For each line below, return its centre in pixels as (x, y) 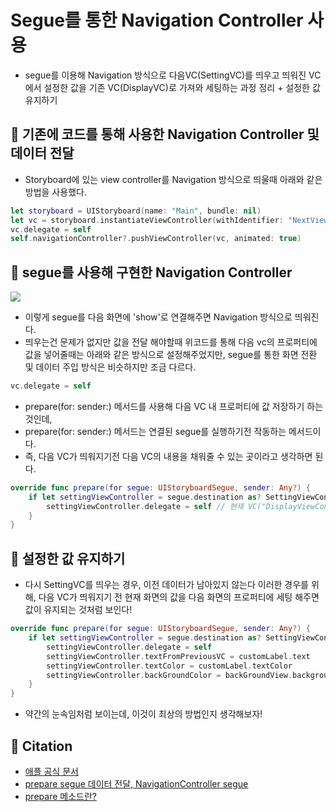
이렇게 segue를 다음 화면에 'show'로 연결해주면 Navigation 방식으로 (158, 317)
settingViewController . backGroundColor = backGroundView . (169, 675)
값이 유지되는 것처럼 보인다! (78, 610)
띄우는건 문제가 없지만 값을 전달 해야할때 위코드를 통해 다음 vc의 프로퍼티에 (171, 342)
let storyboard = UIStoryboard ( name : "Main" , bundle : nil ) (136, 211)
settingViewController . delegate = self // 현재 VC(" (156, 506)
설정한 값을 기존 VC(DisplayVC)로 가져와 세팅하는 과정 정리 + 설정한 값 (182, 87)
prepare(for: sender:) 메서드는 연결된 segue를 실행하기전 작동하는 (155, 431)
